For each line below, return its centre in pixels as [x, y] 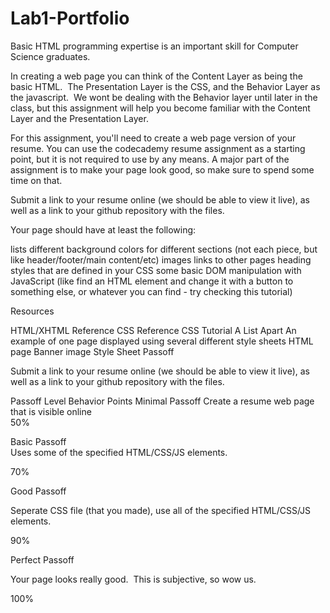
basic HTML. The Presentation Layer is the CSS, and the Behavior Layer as [165, 86]
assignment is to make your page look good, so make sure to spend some [162, 169]
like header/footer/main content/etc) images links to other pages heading [161, 259]
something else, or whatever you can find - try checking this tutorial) [151, 291]
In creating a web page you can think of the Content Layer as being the [156, 76]
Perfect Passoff [42, 559]
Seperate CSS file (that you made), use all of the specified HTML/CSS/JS [161, 510]
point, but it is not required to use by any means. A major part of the [150, 159]
